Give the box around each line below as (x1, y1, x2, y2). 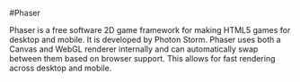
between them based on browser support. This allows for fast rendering (9, 53, 276, 63)
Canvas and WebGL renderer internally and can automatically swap (9, 44, 259, 54)
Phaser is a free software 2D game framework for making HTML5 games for (9, 25, 291, 35)
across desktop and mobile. (9, 62, 112, 73)
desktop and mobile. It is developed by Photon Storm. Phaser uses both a (9, 35, 281, 45)
